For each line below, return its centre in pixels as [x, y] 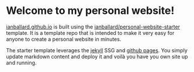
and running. [21, 63]
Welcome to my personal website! [90, 11]
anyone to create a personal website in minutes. [64, 39]
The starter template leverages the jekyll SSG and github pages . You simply [97, 50]
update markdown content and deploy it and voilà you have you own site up [97, 56]
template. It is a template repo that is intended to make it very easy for [90, 33]
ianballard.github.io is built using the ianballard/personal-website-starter [93, 27]
